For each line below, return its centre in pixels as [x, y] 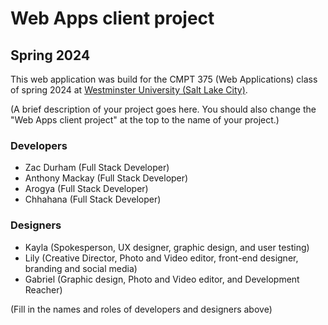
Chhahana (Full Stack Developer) [93, 199]
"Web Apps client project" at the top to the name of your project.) [145, 120]
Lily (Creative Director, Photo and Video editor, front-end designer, [161, 258]
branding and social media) [81, 268]
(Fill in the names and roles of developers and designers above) [141, 309]
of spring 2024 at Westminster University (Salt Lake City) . [129, 90]
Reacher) [43, 289]
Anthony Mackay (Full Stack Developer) [106, 178]
